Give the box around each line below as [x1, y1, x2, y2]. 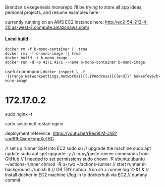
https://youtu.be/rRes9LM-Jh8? [53, 130, 117, 136]
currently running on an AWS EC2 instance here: [5, 19, 104, 25]
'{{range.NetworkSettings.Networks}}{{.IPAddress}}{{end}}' [5, 74, 132, 79]
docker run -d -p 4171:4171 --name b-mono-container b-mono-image [5, 60, 145, 65]
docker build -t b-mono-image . [5, 56, 72, 61]
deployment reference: [5, 130, 52, 136]
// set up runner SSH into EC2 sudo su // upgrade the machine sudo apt [5, 145, 151, 151]
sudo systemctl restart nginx [5, 121, 63, 127]
